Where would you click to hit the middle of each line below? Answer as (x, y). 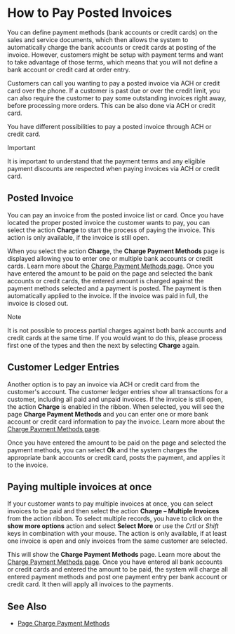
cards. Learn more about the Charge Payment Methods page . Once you (111, 266)
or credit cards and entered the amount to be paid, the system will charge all (117, 569)
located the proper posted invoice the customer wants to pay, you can (109, 222)
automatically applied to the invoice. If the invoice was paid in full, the (108, 295)
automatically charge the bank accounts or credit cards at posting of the (112, 47)
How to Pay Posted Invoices (90, 13)
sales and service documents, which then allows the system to (98, 39)
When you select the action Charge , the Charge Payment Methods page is (116, 251)
